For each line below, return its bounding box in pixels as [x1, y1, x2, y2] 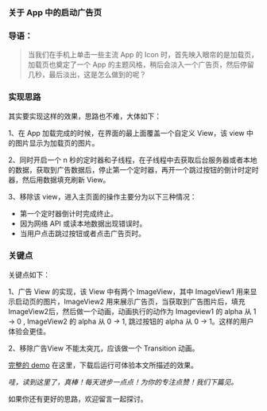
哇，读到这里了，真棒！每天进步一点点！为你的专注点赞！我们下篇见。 [8, 377, 238, 386]
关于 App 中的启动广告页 [8, 6, 102, 17]
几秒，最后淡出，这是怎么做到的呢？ [27, 70, 147, 79]
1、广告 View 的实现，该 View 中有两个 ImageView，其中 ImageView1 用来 [8, 286, 250, 296]
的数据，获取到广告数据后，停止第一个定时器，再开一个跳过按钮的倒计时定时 [8, 165, 259, 174]
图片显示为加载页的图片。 [14, 138, 99, 148]
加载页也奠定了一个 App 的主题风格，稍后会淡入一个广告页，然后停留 [27, 60, 254, 69]
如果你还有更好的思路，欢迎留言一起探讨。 [8, 394, 148, 403]
